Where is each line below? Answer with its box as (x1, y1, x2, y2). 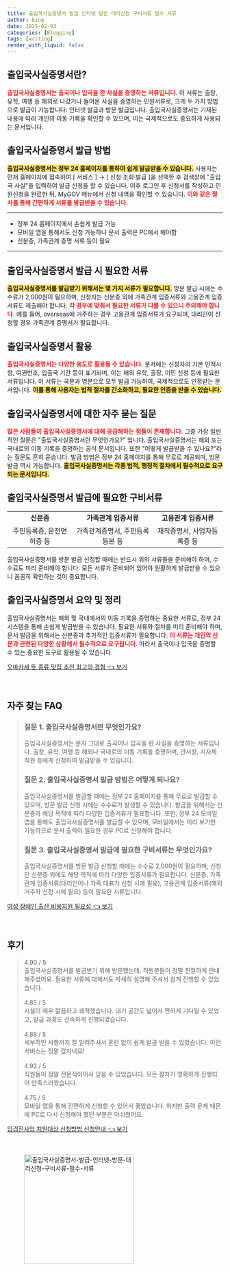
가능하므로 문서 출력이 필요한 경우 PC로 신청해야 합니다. (23, 826, 173, 835)
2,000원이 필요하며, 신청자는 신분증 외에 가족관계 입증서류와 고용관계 (25, 293, 210, 301)
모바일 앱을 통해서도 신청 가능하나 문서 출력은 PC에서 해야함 (16, 227, 177, 236)
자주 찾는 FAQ (7, 700, 63, 712)
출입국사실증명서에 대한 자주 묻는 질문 (7, 408, 157, 419)
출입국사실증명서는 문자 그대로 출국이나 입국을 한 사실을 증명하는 (23, 739, 196, 748)
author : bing (7, 16, 44, 23)
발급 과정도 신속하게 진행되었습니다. (33, 1015, 129, 1023)
